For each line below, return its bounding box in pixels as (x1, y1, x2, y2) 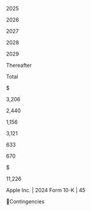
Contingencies (9, 198, 45, 205)
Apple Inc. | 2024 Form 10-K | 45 (6, 187, 86, 193)
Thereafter (6, 62, 32, 69)
